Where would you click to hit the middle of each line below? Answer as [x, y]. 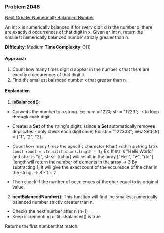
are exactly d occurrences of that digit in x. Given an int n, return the [74, 32]
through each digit [31, 116]
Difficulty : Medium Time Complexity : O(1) [48, 47]
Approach [15, 58]
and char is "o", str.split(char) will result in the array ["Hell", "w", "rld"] [82, 156]
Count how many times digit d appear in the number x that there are [81, 69]
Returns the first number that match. [42, 226]
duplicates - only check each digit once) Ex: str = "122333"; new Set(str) [86, 131]
